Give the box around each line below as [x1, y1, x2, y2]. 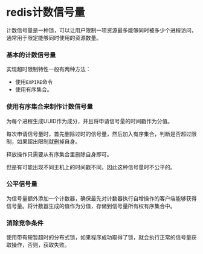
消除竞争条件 [6, 218, 44, 227]
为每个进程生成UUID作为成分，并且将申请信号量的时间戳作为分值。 [6, 117, 173, 124]
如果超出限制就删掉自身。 [16, 138, 80, 145]
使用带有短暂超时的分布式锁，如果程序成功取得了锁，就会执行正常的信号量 [6, 233, 192, 241]
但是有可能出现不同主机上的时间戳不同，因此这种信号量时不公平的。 [6, 164, 176, 171]
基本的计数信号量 [6, 51, 56, 59]
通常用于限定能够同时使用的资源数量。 [6, 34, 101, 41]
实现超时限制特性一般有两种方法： [6, 66, 91, 73]
